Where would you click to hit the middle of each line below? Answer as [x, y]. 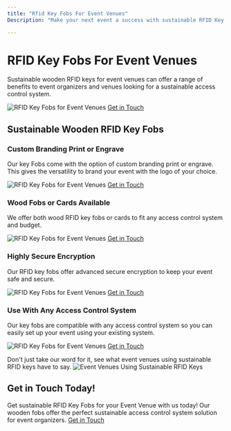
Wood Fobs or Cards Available [59, 203]
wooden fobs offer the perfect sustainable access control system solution [112, 412]
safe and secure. [31, 279]
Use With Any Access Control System [72, 310]
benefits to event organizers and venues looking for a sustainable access [111, 86]
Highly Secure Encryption [51, 257]
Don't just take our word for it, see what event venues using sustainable [109, 360]
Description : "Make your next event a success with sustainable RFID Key [116, 20]
